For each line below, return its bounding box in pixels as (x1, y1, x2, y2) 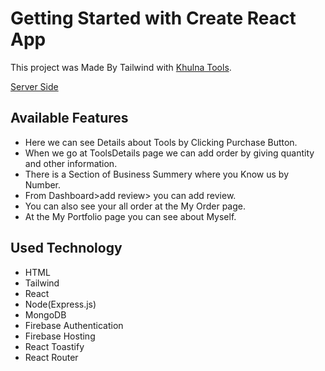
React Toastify (24, 340, 85, 352)
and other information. (24, 157, 118, 169)
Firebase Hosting (24, 330, 96, 342)
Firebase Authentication (24, 319, 124, 331)
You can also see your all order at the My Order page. (24, 200, 246, 212)
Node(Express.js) (24, 298, 97, 310)
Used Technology (10, 240, 123, 257)
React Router (24, 351, 79, 363)
